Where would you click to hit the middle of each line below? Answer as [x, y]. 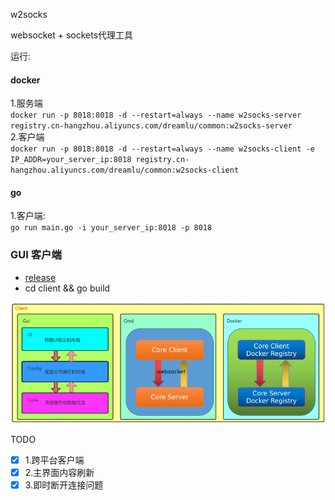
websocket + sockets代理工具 [72, 35]
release [40, 277]
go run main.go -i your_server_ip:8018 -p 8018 [111, 228]
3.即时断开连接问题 [64, 485]
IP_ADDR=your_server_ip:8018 [71, 160]
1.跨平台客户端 [54, 460]
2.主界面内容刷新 [59, 472]
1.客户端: [28, 216]
